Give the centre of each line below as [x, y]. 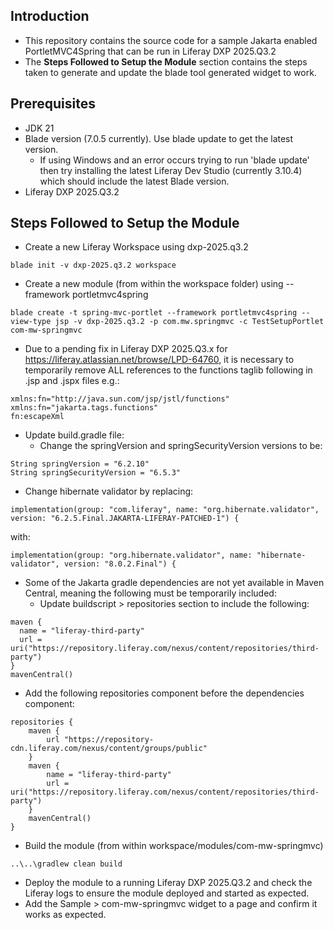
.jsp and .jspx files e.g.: [72, 381]
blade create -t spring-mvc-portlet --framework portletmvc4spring [154, 313]
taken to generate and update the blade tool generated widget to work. [170, 72]
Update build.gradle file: [74, 435]
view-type [31, 322]
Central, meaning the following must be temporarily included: [150, 593]
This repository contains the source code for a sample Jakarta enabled [171, 40]
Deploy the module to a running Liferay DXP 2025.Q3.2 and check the [168, 883]
